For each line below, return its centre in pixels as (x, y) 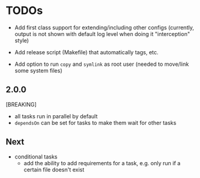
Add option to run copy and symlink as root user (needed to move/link (102, 64)
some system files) (38, 70)
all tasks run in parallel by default (56, 116)
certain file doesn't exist (54, 169)
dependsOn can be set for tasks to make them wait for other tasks (95, 123)
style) (22, 40)
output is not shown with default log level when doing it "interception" (102, 34)
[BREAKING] (21, 104)
